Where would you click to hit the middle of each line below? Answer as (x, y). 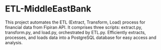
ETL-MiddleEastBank (48, 9)
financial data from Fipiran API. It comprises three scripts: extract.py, (74, 27)
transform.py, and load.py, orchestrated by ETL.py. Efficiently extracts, (76, 32)
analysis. (14, 42)
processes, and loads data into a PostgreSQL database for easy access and (81, 37)
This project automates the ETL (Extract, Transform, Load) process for (75, 22)
